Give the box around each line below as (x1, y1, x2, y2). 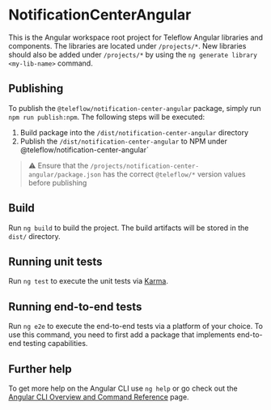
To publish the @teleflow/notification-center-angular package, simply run (8, 103, 261, 113)
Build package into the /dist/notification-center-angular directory (19, 127, 249, 137)
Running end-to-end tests (8, 300, 142, 314)
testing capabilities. (23, 339, 88, 348)
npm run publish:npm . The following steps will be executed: (8, 112, 205, 122)
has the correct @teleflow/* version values (102, 169, 246, 179)
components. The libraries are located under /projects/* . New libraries (8, 41, 247, 50)
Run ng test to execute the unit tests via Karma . (8, 276, 168, 286)
